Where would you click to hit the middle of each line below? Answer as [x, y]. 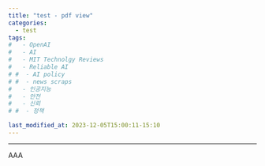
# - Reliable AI [38, 67]
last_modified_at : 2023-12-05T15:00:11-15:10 [84, 126]
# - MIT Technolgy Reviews [56, 60]
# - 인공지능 [30, 89]
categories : [28, 23]
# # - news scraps [40, 81]
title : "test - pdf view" [50, 15]
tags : [17, 38]
